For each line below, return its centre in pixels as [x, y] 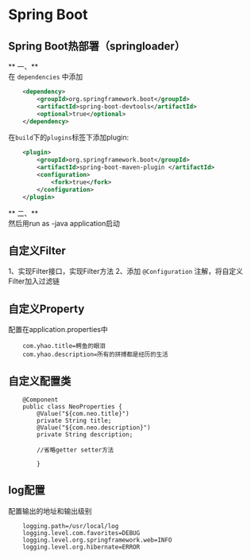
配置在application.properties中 [58, 330]
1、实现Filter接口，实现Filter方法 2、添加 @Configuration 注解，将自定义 [126, 272]
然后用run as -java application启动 [64, 223]
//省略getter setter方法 [75, 450]
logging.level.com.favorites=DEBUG [81, 533]
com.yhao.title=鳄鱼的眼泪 [64, 346]
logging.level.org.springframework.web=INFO [97, 540]
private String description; [85, 434]
